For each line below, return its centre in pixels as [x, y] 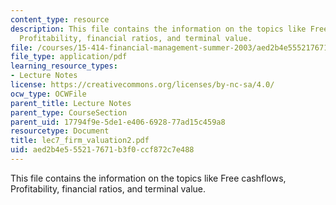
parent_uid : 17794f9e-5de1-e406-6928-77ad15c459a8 [118, 122]
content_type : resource [60, 19]
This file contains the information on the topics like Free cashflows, [148, 178]
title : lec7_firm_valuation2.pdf [80, 141]
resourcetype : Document [60, 131]
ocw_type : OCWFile [48, 94]
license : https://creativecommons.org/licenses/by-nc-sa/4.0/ [142, 85]
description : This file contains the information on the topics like [158, 29]
